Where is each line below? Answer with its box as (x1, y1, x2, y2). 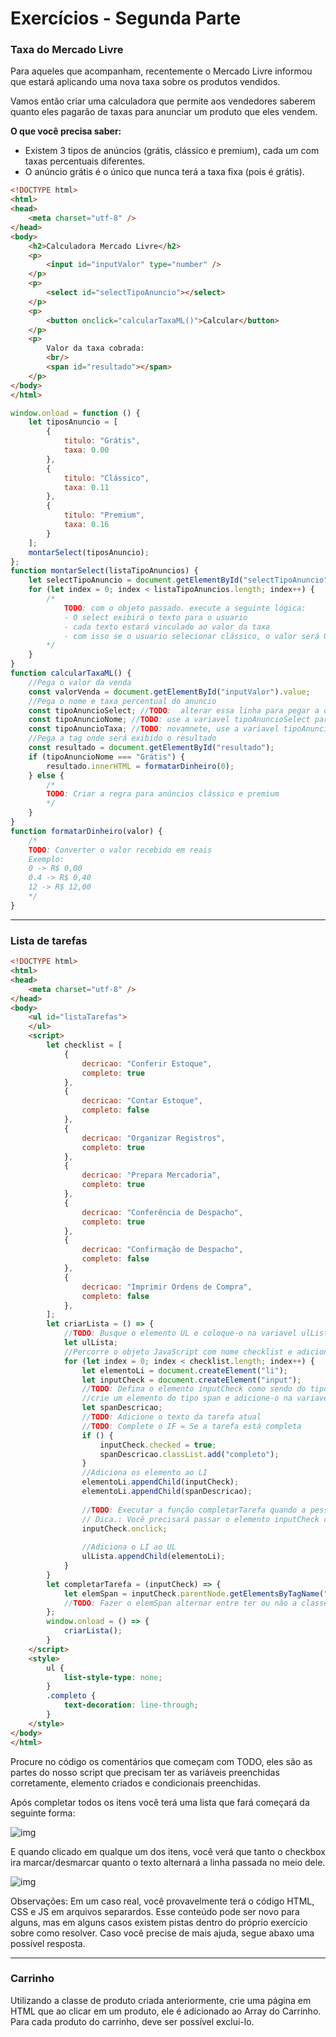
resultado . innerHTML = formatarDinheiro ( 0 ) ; (46, 761, 235, 771)
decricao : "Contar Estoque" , (81, 1096, 203, 1106)
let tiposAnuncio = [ (28, 417, 118, 427)
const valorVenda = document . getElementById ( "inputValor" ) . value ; (28, 687, 311, 697)
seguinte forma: (10, 1807, 76, 1819)
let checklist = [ (46, 1040, 123, 1051)
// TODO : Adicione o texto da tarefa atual (81, 1412, 262, 1422)
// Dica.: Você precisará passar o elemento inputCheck (81, 1514, 320, 1524)
